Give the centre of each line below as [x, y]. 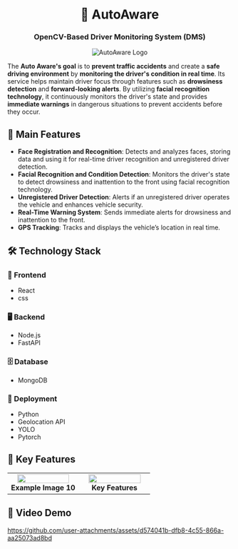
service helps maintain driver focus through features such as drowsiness [115, 81]
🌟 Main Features [44, 134]
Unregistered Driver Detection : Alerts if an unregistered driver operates [124, 197]
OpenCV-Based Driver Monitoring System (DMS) [120, 37]
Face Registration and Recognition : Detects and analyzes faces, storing [124, 152]
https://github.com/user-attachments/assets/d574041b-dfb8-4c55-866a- [116, 530]
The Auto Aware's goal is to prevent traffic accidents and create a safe [114, 66]
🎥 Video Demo [40, 513]
